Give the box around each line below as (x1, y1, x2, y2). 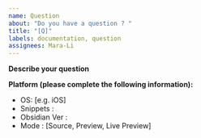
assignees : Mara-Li (8, 42, 75, 50)
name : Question (8, 11, 60, 20)
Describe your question (8, 64, 90, 73)
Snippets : (19, 104, 54, 114)
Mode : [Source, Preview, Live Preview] (19, 121, 152, 131)
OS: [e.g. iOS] (19, 95, 66, 105)
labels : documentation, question (8, 34, 122, 43)
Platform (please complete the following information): (8, 80, 194, 90)
